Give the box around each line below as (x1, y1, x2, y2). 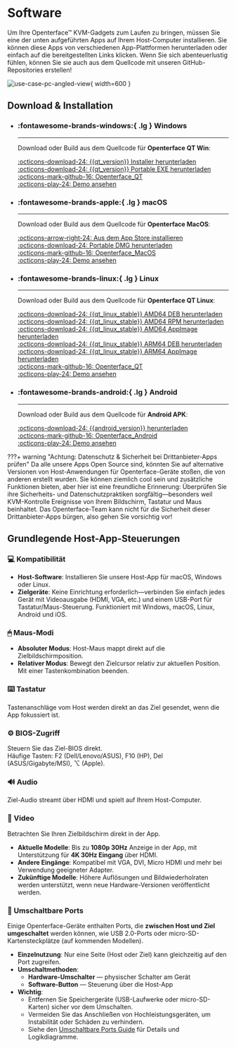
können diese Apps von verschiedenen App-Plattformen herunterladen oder (7, 43, 228, 51)
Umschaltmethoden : (17, 965, 79, 973)
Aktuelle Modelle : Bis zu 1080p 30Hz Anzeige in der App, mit (17, 843, 197, 851)
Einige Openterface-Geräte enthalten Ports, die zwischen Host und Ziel (7, 921, 216, 930)
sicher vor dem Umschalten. (51, 1002, 133, 1011)
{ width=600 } (90, 79, 131, 87)
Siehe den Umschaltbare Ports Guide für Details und (27, 1025, 180, 1033)
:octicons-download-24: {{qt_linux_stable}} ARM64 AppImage (17, 347, 198, 356)
